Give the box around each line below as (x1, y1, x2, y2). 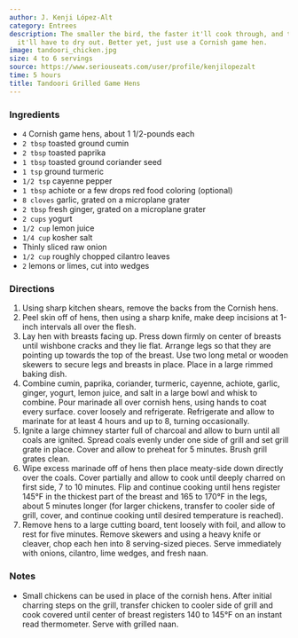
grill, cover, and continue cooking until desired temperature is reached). (21, 510, 284, 521)
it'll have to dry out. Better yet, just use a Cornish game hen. (17, 37, 268, 47)
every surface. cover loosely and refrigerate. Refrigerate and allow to (21, 406, 275, 417)
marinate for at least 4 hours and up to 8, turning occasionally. (21, 416, 250, 427)
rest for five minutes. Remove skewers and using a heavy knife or (21, 529, 262, 540)
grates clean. (21, 453, 71, 464)
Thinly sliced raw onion (21, 241, 108, 252)
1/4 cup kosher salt (21, 232, 93, 242)
